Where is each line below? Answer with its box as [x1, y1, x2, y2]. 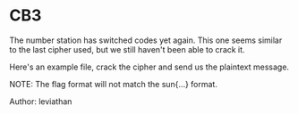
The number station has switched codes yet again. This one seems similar [9, 35, 283, 45]
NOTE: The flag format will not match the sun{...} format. [9, 78, 217, 89]
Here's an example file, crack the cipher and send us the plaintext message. [9, 61, 289, 72]
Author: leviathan [9, 95, 72, 107]
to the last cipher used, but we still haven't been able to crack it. [9, 44, 245, 54]
